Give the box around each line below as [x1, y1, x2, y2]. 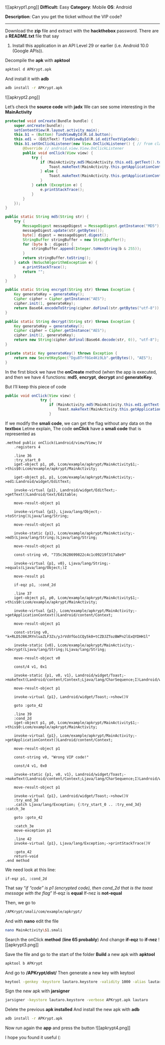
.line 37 [14, 591, 32, 596]
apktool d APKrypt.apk [5, 67, 52, 72]
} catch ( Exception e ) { [31, 183, 82, 188]
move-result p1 [14, 573, 45, 579]
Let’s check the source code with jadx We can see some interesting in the [5, 103, 155, 110]
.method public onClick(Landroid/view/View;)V [5, 440, 102, 445]
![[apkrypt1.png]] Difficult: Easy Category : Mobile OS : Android [5, 4, 132, 10]
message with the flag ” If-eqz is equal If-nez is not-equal [5, 890, 122, 896]
